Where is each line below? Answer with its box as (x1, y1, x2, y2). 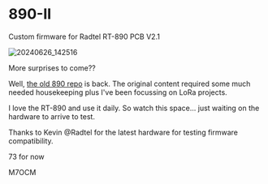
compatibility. (8, 135, 54, 146)
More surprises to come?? (8, 62, 96, 73)
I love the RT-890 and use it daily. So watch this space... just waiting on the (8, 103, 260, 113)
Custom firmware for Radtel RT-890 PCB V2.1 (8, 32, 161, 41)
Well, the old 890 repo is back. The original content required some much (8, 79, 251, 88)
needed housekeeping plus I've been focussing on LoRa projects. (8, 87, 227, 97)
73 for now (8, 152, 45, 161)
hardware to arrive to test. (8, 111, 96, 122)
